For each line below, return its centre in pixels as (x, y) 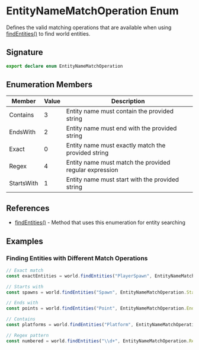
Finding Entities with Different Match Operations (77, 258)
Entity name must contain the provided (120, 111)
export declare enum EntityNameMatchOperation (65, 66)
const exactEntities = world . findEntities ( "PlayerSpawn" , (79, 276)
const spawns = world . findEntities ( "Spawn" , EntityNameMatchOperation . (96, 292)
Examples (25, 241)
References (28, 208)
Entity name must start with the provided (123, 179)
